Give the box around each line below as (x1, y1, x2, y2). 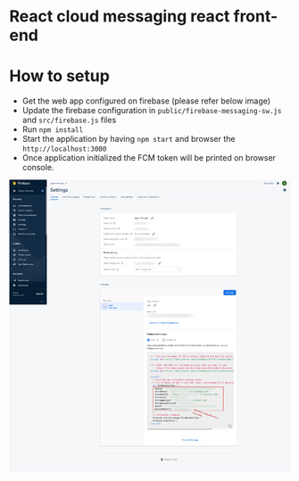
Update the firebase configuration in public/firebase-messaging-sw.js (21, 105, 282, 116)
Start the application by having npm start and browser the (21, 134, 236, 145)
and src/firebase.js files (21, 114, 117, 126)
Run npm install (21, 124, 84, 135)
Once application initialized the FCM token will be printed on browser (21, 153, 277, 163)
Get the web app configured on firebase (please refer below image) (21, 95, 270, 106)
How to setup (9, 66, 110, 87)
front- (233, 6, 278, 27)
